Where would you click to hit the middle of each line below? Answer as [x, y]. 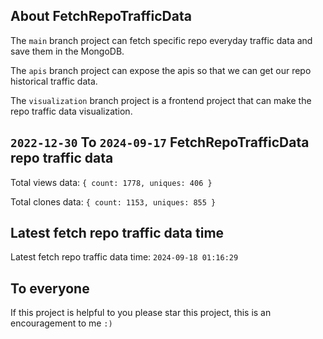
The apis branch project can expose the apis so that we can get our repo [161, 70]
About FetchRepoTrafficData [101, 16]
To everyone [50, 288]
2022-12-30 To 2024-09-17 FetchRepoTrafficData [160, 142]
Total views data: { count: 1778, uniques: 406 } [111, 182]
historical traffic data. [54, 81]
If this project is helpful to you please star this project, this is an [141, 313]
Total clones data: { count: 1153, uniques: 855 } [113, 201]
